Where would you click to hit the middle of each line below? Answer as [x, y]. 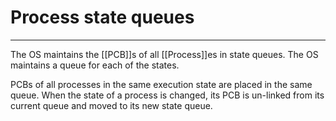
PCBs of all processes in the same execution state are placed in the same [161, 84]
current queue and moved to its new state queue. [111, 105]
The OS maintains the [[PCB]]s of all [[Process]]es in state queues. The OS [164, 54]
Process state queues [102, 17]
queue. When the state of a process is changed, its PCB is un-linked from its [167, 95]
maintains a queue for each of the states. [95, 65]
